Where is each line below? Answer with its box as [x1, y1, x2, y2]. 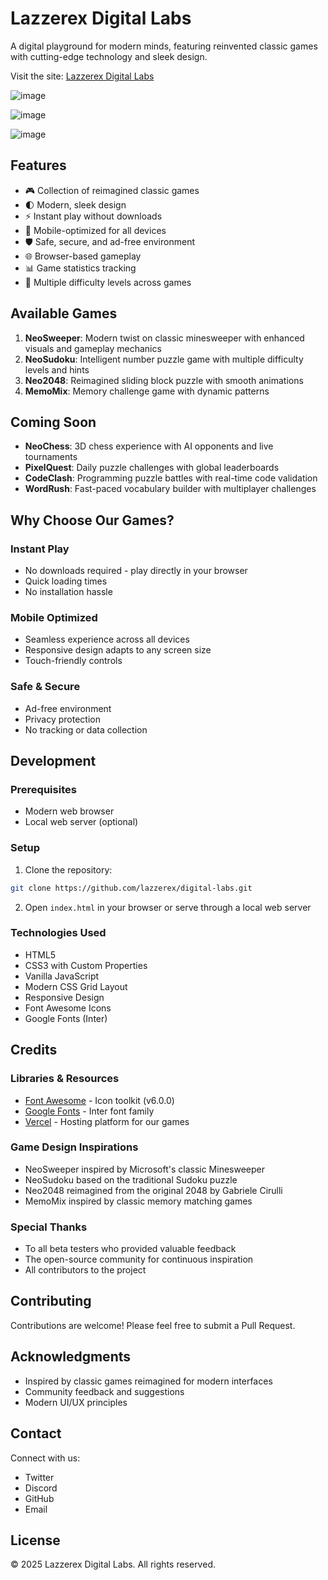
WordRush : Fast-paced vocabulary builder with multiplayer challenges [24, 483, 317, 495]
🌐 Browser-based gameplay [24, 250, 142, 262]
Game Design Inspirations [10, 1140, 139, 1154]
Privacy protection [24, 713, 101, 725]
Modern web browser [24, 805, 115, 817]
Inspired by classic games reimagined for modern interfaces [24, 1375, 273, 1387]
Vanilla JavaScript [24, 970, 100, 982]
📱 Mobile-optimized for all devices [24, 224, 167, 236]
